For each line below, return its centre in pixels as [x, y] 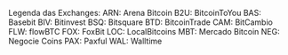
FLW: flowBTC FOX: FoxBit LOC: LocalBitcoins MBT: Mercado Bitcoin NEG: [144, 31]
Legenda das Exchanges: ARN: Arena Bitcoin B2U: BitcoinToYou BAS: [135, 13]
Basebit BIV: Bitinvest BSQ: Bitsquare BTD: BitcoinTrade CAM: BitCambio [140, 22]
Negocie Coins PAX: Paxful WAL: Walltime [85, 41]
